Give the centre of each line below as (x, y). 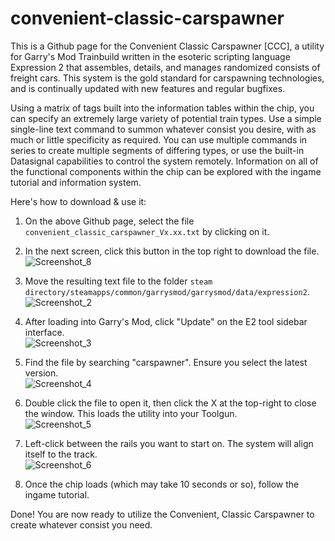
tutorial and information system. (76, 182)
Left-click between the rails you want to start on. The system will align (169, 443)
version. (41, 373)
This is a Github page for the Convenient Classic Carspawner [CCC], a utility (167, 46)
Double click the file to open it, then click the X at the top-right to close (170, 403)
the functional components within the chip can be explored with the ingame (166, 171)
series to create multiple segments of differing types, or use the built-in (157, 150)
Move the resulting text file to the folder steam (118, 281)
